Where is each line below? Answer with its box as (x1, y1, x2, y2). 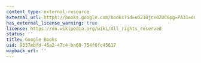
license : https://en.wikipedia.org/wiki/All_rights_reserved (6, 25, 162, 32)
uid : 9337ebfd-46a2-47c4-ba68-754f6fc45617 (6, 43, 117, 49)
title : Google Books (6, 37, 58, 43)
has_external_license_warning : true (6, 20, 98, 26)
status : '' (6, 31, 33, 37)
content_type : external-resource (6, 8, 90, 15)
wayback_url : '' (6, 48, 47, 54)
